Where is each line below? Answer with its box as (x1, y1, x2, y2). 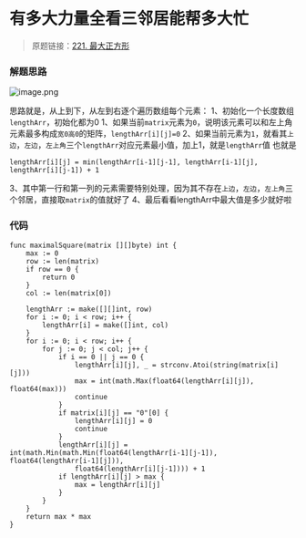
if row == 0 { (25, 264, 79, 274)
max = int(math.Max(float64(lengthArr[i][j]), (74, 376, 255, 386)
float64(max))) (9, 384, 67, 393)
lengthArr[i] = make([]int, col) (42, 320, 169, 329)
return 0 (42, 273, 76, 282)
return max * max (25, 512, 92, 521)
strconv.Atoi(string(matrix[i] (159, 360, 280, 369)
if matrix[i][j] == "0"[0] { (57, 408, 169, 418)
